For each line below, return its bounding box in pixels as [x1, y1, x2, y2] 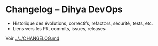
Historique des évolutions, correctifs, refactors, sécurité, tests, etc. [12, 20, 153, 26]
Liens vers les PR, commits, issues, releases [12, 25, 106, 31]
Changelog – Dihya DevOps [5, 4, 123, 15]
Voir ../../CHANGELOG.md [5, 35, 60, 41]
